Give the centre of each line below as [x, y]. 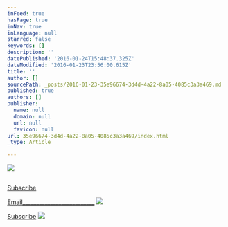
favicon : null [34, 129]
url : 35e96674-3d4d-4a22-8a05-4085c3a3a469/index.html [88, 136]
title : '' [21, 71]
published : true [30, 91]
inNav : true [24, 26]
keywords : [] [26, 46]
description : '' [30, 53]
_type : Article [29, 143]
